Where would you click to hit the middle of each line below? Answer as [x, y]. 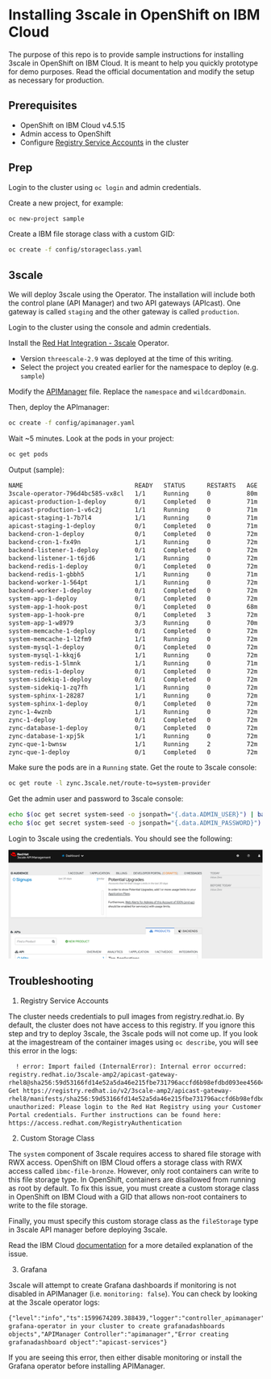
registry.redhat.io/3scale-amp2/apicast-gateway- [94, 1074]
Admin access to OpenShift [65, 133]
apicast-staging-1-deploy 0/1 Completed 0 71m [133, 526]
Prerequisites [43, 105]
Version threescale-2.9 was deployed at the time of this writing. [127, 359]
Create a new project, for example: [66, 203]
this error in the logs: [43, 1050]
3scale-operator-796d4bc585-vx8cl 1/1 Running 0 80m [133, 493]
